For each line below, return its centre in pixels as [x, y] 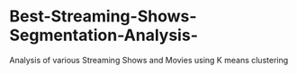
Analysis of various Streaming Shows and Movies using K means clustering [149, 60]
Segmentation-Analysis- [103, 35]
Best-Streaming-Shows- [103, 16]
